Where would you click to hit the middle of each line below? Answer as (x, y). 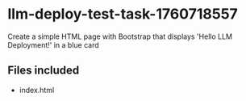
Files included (44, 71)
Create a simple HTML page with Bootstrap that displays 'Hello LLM (120, 36)
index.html (37, 90)
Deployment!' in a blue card (54, 44)
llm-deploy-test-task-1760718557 (123, 14)
